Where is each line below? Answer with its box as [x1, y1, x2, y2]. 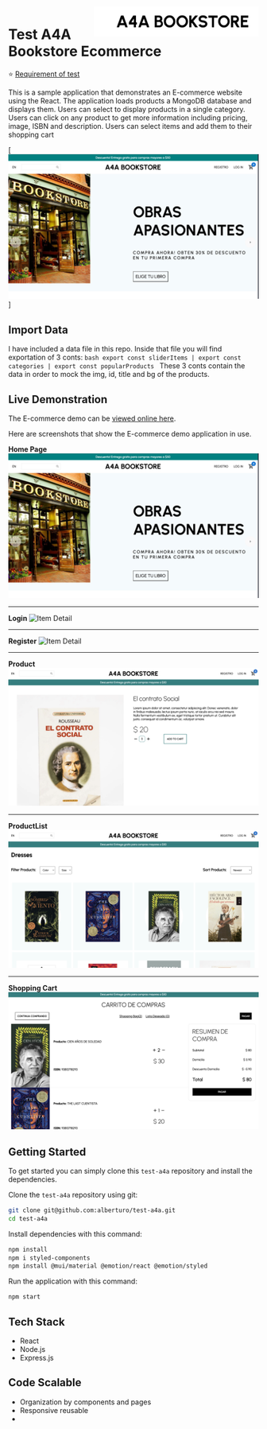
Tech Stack [8, 1314, 65, 1329]
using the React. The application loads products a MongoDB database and [8, 95, 252, 105]
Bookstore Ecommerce [8, 42, 162, 60]
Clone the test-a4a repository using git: [8, 1190, 138, 1199]
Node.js [19, 1345, 46, 1354]
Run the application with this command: [8, 1276, 137, 1286]
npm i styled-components [8, 1254, 91, 1262]
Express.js [19, 1353, 54, 1363]
